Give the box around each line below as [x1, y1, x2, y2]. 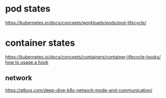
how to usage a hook [5, 59, 49, 65]
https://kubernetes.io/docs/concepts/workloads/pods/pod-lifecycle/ [5, 20, 146, 26]
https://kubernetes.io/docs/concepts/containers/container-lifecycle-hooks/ [5, 54, 161, 60]
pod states [5, 3, 51, 15]
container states [5, 37, 75, 49]
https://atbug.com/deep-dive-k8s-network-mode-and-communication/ [5, 87, 152, 93]
